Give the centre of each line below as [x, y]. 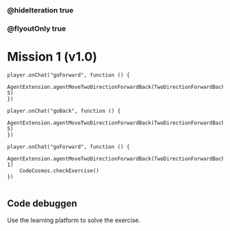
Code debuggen [42, 204]
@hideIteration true [40, 10]
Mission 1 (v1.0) [52, 57]
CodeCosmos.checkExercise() [59, 171]
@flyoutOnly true [37, 28]
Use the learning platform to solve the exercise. [74, 220]
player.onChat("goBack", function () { [64, 111]
